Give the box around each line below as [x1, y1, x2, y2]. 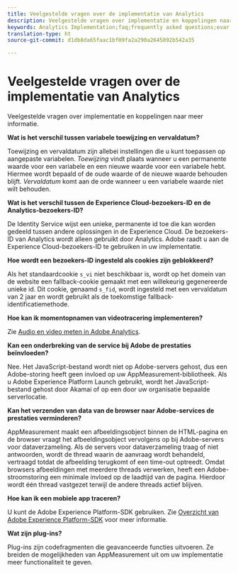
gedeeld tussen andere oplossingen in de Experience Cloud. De [7, 228, 193, 236]
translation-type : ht [7, 30, 72, 38]
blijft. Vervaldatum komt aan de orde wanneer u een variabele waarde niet [7, 177, 224, 186]
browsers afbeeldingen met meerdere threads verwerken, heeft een [7, 465, 205, 474]
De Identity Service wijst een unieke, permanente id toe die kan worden [7, 220, 216, 228]
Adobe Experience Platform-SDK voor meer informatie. [7, 516, 168, 524]
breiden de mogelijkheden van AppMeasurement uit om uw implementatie [7, 550, 223, 559]
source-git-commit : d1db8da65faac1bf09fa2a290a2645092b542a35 [7, 37, 195, 44]
